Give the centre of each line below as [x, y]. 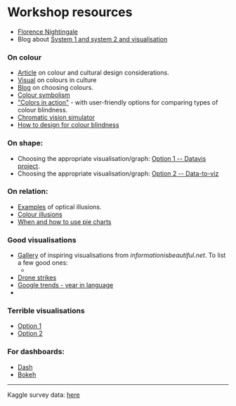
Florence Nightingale [48, 32]
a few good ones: [42, 263]
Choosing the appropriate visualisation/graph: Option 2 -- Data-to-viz [118, 173]
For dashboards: [36, 352]
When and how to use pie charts [64, 221]
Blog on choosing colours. [55, 88]
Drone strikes [37, 277]
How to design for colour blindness [68, 125]
